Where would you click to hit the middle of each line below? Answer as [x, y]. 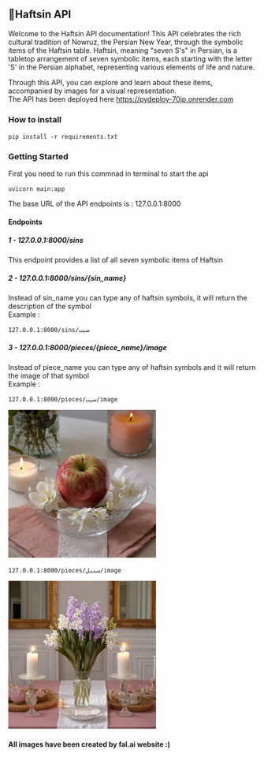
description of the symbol [50, 306]
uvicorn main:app [37, 189]
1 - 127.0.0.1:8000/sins [46, 240]
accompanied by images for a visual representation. [93, 91]
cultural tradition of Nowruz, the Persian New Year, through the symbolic [126, 42]
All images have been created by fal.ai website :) [89, 744]
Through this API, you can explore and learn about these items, [110, 82]
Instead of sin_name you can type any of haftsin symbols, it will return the [128, 297]
